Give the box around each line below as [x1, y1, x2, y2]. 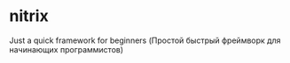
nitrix [9, 6, 49, 26]
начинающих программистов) [9, 44, 124, 54]
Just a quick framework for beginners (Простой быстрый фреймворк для [9, 35, 281, 45]
